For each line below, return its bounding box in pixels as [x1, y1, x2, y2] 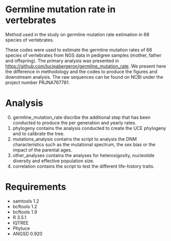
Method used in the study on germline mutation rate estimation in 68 [5, 31, 150, 37]
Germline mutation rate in [5, 4, 116, 15]
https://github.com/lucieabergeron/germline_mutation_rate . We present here [5, 63, 166, 69]
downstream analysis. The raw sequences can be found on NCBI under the [5, 74, 163, 80]
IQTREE [12, 220, 29, 226]
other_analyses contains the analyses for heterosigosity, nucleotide [12, 152, 155, 158]
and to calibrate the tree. [12, 130, 65, 137]
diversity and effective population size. [12, 158, 94, 164]
